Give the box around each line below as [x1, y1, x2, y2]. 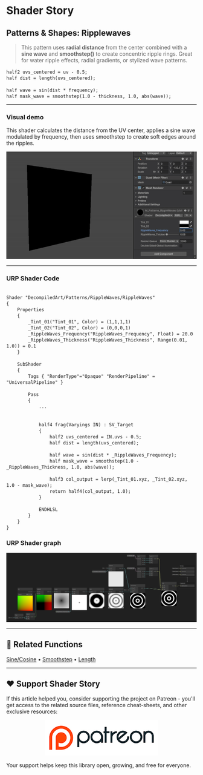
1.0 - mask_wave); [6, 483, 53, 489]
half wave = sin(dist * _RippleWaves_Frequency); [49, 452, 177, 458]
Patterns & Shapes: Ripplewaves [6, 28, 131, 38]
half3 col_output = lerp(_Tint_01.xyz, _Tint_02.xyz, [49, 477, 188, 483]
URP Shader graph [6, 539, 62, 547]
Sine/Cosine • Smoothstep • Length [6, 655, 96, 663]
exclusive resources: [6, 708, 58, 715]
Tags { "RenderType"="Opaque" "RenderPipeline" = [28, 374, 155, 380]
